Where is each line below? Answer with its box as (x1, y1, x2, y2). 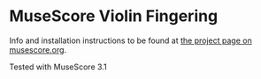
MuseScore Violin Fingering (9, 6, 219, 26)
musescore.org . (9, 44, 67, 54)
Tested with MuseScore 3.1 (9, 61, 108, 72)
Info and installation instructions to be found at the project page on (9, 35, 252, 46)
